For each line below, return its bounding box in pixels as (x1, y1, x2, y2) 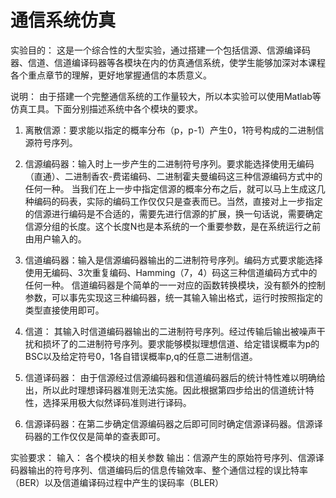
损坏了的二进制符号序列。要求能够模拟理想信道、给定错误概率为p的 (42, 337, 320, 350)
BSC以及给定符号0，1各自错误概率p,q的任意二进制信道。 (24, 350, 258, 362)
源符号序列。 (24, 136, 78, 148)
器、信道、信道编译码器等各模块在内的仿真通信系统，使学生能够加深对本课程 (10, 56, 326, 68)
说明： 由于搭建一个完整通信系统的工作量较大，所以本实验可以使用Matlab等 (10, 90, 322, 102)
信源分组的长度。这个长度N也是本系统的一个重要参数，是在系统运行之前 (24, 220, 322, 232)
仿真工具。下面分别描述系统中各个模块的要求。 (10, 102, 203, 115)
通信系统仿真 (10, 9, 117, 32)
